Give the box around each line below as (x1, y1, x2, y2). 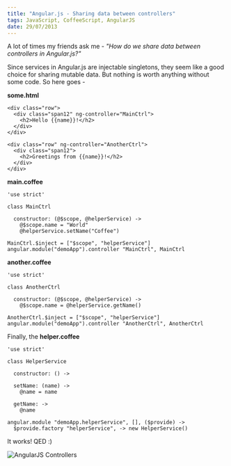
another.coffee (7, 258, 51, 266)
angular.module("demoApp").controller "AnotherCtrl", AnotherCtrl (7, 321, 204, 328)
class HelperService (7, 358, 67, 365)
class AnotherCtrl (7, 284, 61, 291)
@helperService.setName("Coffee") (19, 227, 120, 235)
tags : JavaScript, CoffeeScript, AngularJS (7, 17, 136, 24)
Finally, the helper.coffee (7, 332, 80, 341)
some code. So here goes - (7, 78, 86, 86)
